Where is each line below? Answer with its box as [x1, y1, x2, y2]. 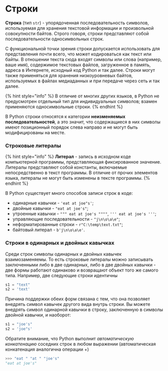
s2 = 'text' [5, 287, 30, 292]
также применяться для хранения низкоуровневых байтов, [5, 72, 133, 78]
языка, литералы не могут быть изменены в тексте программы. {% [5, 175, 150, 181]
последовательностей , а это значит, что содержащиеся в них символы [5, 119, 161, 125]
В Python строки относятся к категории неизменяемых [5, 113, 126, 119]
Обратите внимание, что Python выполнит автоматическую [5, 336, 134, 342]
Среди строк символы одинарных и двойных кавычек [5, 251, 122, 257]
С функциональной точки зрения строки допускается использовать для [5, 45, 160, 51]
